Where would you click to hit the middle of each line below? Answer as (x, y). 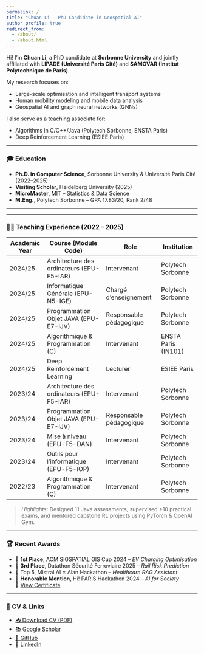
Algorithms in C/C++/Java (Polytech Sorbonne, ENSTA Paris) (91, 130)
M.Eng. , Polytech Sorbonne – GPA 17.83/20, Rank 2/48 (84, 200)
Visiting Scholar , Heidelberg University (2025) (73, 187)
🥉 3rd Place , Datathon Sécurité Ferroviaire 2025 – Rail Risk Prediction (102, 565)
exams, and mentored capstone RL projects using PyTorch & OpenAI (107, 515)
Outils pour (63, 453)
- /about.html (29, 40)
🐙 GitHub (26, 638)
